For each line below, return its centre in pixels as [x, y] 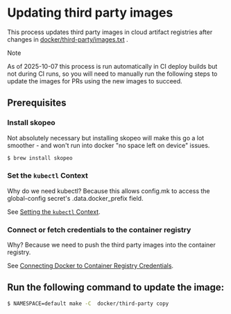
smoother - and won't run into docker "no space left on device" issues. [109, 145]
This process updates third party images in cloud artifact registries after [110, 32]
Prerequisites [37, 103]
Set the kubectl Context [48, 176]
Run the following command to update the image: [116, 287]
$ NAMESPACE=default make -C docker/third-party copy [88, 304]
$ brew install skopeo [40, 158]
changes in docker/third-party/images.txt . [68, 39]
